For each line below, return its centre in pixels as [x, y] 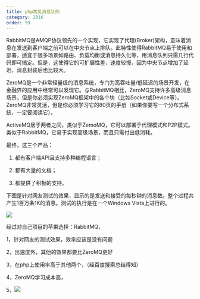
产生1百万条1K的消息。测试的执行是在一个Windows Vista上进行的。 [88, 203]
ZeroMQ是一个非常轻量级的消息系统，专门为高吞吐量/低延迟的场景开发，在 [98, 83]
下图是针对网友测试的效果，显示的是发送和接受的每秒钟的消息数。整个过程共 [100, 196]
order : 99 [18, 23]
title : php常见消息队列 [33, 12]
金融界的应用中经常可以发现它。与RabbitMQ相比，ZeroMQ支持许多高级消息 [99, 90]
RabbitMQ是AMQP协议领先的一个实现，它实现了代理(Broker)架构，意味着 [96, 40]
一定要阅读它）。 [36, 112]
